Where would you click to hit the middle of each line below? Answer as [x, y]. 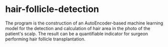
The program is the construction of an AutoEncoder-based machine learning [84, 23]
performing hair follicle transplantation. [45, 39]
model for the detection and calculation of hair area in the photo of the [78, 28]
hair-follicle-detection [52, 9]
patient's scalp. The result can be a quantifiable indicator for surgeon [77, 33]
